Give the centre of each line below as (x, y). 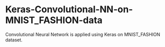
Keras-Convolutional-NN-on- (69, 9)
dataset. (14, 40)
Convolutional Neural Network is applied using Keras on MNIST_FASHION (83, 34)
